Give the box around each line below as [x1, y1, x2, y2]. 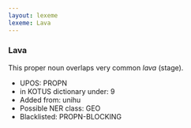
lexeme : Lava [8, 19, 51, 27]
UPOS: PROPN [19, 78, 67, 88]
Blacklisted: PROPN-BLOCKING [19, 111, 122, 121]
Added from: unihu [19, 95, 81, 104]
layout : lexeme [8, 11, 58, 20]
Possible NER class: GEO [19, 104, 101, 113]
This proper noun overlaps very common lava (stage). [8, 62, 184, 72]
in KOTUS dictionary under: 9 [19, 86, 115, 96]
